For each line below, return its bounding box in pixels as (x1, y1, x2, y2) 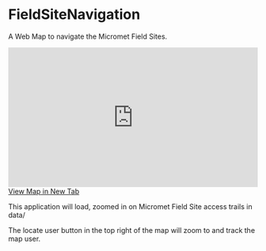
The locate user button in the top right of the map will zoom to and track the (8, 226, 256, 235)
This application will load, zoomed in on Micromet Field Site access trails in (8, 202, 253, 212)
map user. (8, 234, 41, 244)
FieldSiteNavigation (8, 6, 141, 24)
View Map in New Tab (8, 187, 80, 197)
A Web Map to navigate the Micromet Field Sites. (8, 32, 168, 41)
